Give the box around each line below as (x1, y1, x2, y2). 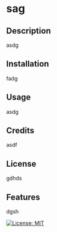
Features (6, 192, 40, 202)
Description (6, 26, 51, 36)
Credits (6, 125, 35, 136)
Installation (6, 59, 49, 69)
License (6, 158, 37, 169)
